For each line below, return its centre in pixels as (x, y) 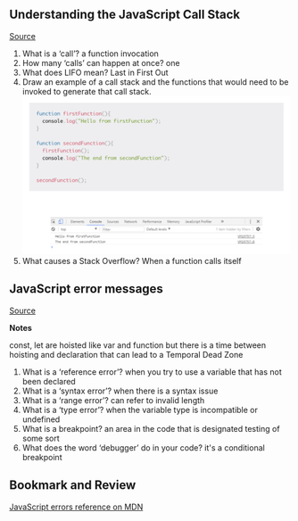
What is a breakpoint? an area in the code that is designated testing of (151, 428)
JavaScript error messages (86, 289)
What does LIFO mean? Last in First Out (95, 72)
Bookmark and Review (73, 485)
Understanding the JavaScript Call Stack (125, 15)
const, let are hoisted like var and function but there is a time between (138, 345)
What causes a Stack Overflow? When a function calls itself (132, 260)
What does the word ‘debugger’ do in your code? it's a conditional (143, 447)
